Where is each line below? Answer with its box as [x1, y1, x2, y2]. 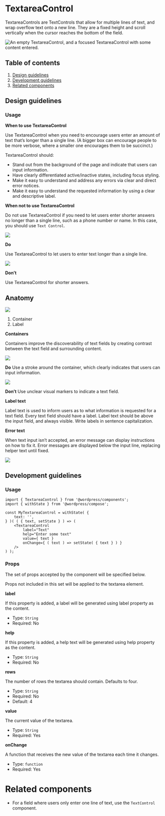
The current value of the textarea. [5, 718, 74, 724]
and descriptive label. [12, 193, 57, 199]
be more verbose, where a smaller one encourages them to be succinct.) [5, 142, 153, 148]
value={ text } [23, 536, 54, 541]
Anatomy [5, 294, 34, 302]
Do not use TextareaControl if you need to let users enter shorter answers [5, 213, 155, 218]
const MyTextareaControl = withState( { [5, 510, 90, 515]
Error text [5, 427, 25, 434]
